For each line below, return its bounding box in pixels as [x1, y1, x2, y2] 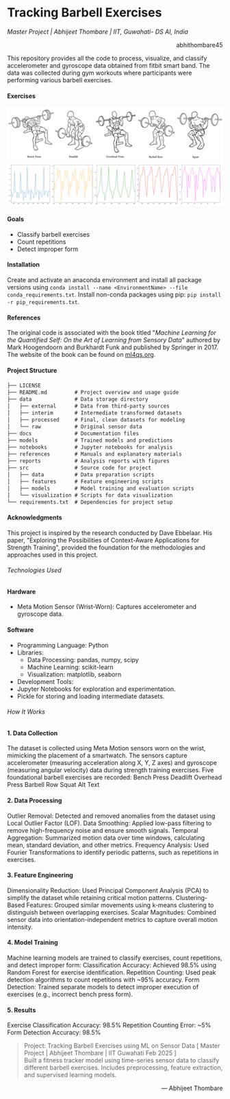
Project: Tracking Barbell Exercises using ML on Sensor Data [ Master [23, 1041, 220, 1050]
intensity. [7, 923, 33, 931]
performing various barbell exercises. [7, 75, 113, 84]
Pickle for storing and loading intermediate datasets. [16, 692, 165, 700]
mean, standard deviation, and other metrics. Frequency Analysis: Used [7, 840, 209, 849]
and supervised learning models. [23, 1071, 117, 1079]
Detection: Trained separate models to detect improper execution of [7, 983, 199, 991]
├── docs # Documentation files [7, 430, 139, 437]
